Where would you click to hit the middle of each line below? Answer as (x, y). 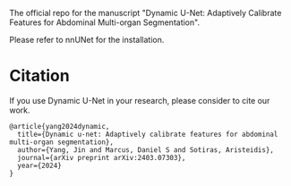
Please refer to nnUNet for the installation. (87, 40)
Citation (39, 76)
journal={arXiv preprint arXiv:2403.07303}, (102, 157)
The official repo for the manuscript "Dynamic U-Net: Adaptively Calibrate (145, 13)
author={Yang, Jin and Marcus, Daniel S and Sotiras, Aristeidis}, (146, 150)
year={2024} (40, 165)
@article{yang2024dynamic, (60, 126)
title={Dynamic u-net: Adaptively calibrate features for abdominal (148, 134)
